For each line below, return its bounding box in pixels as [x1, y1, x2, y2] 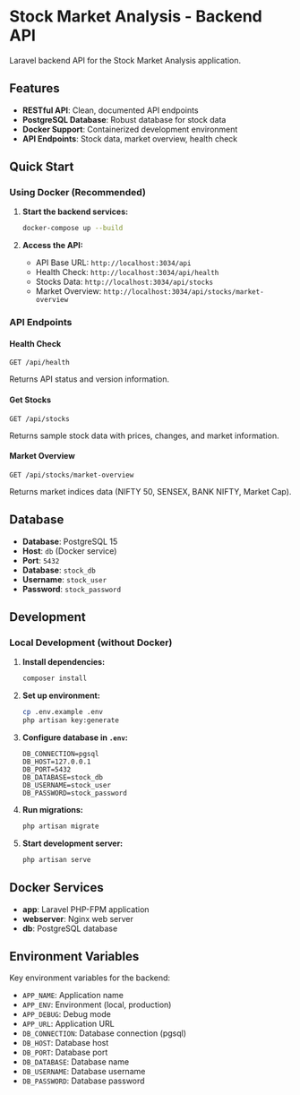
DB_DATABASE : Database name [21, 1056, 130, 1067]
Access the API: [21, 240, 83, 251]
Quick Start [9, 160, 74, 175]
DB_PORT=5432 [21, 764, 72, 774]
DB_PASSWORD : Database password [21, 1075, 145, 1086]
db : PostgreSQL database [21, 923, 118, 934]
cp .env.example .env [21, 708, 103, 717]
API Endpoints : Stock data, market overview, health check [21, 133, 238, 144]
